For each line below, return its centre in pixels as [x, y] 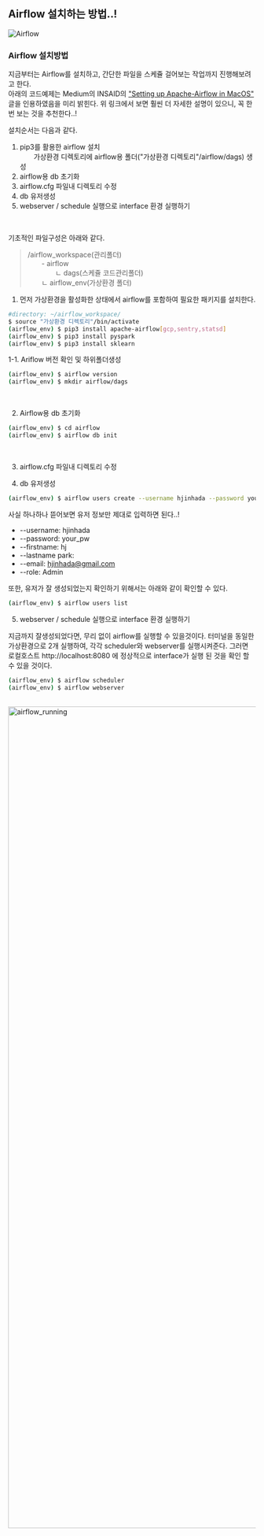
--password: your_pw [55, 539]
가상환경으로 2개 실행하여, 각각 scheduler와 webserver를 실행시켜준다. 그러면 [128, 646]
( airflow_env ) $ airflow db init [63, 435]
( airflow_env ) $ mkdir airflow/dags [68, 382]
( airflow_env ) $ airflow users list [68, 603]
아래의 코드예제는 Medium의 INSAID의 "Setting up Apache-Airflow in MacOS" [131, 94]
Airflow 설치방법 [38, 55]
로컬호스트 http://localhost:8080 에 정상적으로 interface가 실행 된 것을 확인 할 [129, 655]
